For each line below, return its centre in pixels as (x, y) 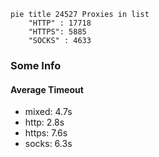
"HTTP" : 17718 (60, 23)
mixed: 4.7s (48, 112)
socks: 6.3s (48, 144)
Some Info (36, 65)
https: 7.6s (46, 133)
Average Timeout (47, 89)
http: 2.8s (44, 122)
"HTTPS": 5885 (57, 32)
